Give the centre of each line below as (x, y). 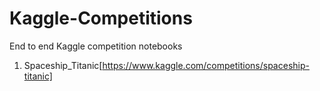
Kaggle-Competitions (101, 18)
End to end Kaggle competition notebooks (96, 46)
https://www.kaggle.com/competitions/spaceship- (206, 65)
